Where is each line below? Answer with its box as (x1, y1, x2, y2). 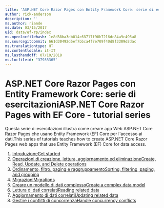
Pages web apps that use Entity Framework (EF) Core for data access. (5, 141, 146, 147)
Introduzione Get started (12, 151, 61, 157)
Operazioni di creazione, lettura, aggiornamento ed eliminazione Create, (12, 156, 156, 162)
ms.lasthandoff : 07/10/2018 (5, 52, 62, 58)
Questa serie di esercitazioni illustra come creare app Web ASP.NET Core (5, 126, 153, 132)
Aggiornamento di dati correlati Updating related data (12, 192, 119, 198)
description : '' (5, 16, 38, 21)
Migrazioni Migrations (12, 177, 55, 183)
